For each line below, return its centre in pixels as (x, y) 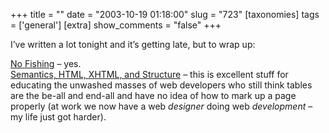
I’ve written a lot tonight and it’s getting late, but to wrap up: (133, 44)
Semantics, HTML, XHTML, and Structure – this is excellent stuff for (149, 74)
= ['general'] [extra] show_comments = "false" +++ (116, 25)
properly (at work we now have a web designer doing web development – (161, 106)
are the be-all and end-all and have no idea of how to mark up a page (153, 95)
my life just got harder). (58, 117)
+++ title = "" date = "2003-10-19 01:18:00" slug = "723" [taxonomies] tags (165, 14)
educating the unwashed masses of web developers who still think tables (161, 85)
